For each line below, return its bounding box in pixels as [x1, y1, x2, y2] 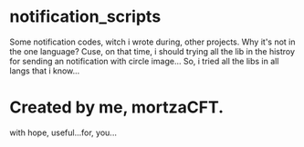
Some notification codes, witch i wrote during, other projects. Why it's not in [9, 36, 296, 47]
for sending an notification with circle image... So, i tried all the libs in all [9, 55, 279, 66]
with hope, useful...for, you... [9, 127, 117, 138]
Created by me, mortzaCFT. [9, 97, 225, 118]
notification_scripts [9, 6, 162, 27]
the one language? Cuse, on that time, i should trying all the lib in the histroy [9, 45, 295, 56]
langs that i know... [9, 65, 80, 76]
